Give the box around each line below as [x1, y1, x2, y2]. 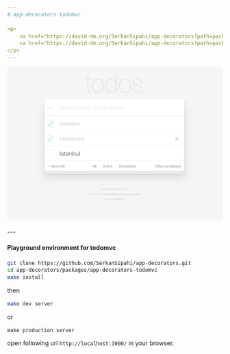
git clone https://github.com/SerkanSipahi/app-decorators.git [7, 260, 192, 266]
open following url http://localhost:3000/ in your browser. [7, 339, 175, 347]
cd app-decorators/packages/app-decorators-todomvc [7, 267, 157, 274]
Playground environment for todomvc [7, 243, 116, 251]
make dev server [7, 301, 53, 307]
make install [7, 274, 44, 281]
